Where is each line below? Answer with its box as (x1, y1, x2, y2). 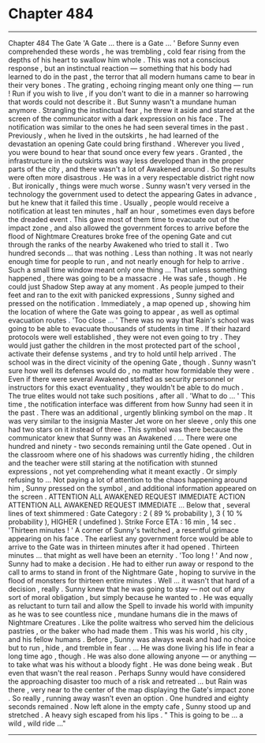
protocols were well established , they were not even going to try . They (8, 332, 241, 341)
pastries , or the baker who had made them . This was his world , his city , (8, 626, 248, 636)
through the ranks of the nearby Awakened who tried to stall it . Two (8, 239, 229, 249)
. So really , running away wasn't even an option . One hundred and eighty (8, 693, 249, 703)
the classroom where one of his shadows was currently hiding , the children (8, 450, 255, 459)
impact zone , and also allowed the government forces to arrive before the (8, 223, 250, 232)
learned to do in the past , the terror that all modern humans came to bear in (8, 72, 256, 81)
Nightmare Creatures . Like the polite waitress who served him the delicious (8, 617, 254, 627)
